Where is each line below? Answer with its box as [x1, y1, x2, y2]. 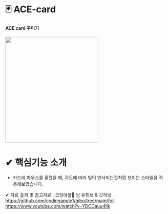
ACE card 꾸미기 [5, 25, 39, 31]
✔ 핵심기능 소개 [5, 157, 67, 168]
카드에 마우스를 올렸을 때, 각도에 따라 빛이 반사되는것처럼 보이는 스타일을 [12, 174, 158, 181]
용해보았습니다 [12, 181, 42, 187]
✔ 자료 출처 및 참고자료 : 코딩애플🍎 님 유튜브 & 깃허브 [5, 192, 112, 198]
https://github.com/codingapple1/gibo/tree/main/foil [5, 198, 115, 204]
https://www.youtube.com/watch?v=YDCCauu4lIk [5, 203, 111, 209]
